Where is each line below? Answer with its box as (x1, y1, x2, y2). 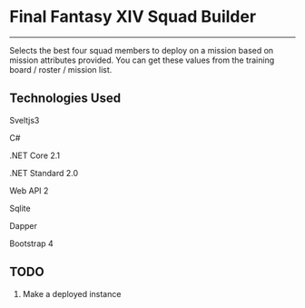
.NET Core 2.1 (9, 150, 61, 161)
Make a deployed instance (22, 288, 122, 299)
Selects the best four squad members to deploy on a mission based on (9, 45, 274, 55)
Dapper (9, 220, 38, 231)
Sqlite (9, 203, 31, 214)
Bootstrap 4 (9, 238, 54, 249)
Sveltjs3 (9, 114, 40, 125)
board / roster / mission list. (9, 64, 113, 75)
